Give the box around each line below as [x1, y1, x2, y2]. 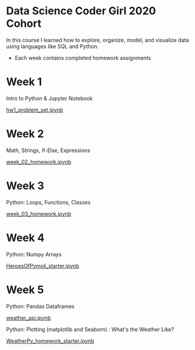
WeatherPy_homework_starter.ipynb [6, 337, 95, 344]
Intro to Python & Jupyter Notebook [6, 94, 93, 102]
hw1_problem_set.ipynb [6, 106, 63, 113]
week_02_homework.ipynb [6, 158, 72, 165]
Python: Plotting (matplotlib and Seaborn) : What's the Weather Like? [6, 326, 174, 333]
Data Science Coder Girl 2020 [6, 4, 156, 18]
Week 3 [6, 179, 44, 193]
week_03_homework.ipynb [6, 210, 72, 217]
